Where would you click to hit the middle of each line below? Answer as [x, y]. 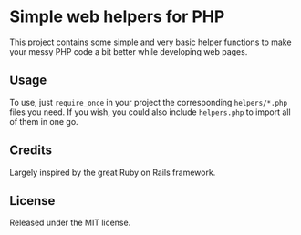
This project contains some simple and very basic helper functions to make [150, 42]
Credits [31, 151]
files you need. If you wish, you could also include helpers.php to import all [150, 112]
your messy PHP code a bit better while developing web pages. [129, 51]
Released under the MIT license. [70, 223]
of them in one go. [44, 121]
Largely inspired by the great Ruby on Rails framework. [113, 172]
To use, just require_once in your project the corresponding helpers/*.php [149, 102]
